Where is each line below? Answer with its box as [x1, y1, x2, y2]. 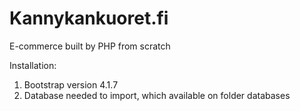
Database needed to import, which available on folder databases [23, 89, 291, 101]
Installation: [9, 59, 57, 71]
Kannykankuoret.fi [9, 7, 169, 30]
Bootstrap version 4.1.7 [23, 78, 119, 91]
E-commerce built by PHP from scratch [9, 40, 171, 52]
